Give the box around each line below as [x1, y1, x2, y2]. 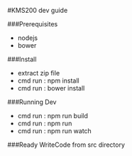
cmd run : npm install [17, 76, 79, 85]
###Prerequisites [7, 20, 58, 28]
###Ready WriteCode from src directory [7, 140, 126, 149]
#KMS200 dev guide [7, 6, 68, 14]
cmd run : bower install [17, 84, 85, 92]
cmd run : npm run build [17, 112, 89, 120]
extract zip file [17, 69, 60, 77]
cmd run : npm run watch [17, 127, 92, 135]
